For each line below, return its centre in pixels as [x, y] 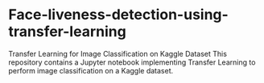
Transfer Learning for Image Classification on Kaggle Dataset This [118, 53]
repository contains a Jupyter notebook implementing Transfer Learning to [132, 62]
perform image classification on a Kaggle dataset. [91, 70]
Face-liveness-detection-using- [119, 15]
